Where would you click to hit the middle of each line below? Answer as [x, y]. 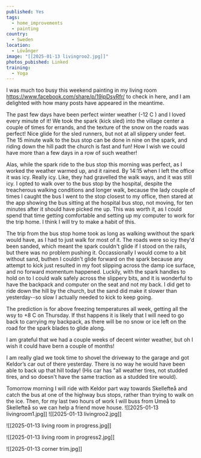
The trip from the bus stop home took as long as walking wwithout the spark [100, 234]
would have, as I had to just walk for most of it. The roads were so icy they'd [100, 240]
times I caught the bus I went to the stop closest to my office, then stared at [100, 196]
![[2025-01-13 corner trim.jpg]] [44, 449]
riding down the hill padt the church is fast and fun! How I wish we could [95, 146]
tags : [13, 17]
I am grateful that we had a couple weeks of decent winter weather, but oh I [100, 340]
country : [17, 34]
